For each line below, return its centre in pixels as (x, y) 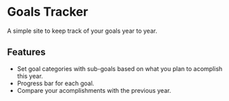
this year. (30, 76)
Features (26, 52)
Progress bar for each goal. (55, 83)
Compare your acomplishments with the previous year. (94, 90)
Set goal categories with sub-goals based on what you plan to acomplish (120, 68)
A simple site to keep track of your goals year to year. (82, 31)
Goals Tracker (48, 12)
